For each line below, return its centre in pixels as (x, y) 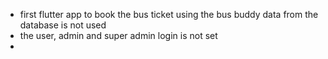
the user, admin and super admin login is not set (118, 35)
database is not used (63, 25)
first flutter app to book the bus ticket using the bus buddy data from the (169, 14)
